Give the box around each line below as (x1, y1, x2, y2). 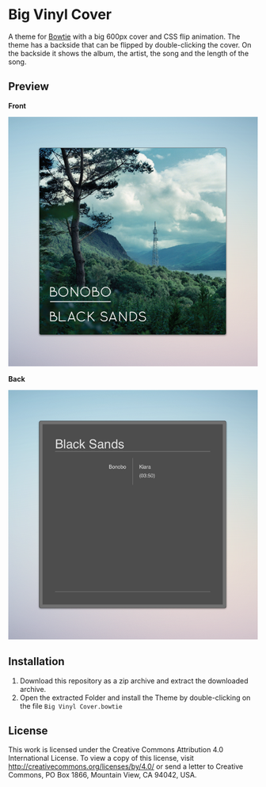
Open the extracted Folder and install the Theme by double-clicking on (19, 693, 251, 702)
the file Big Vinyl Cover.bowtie (19, 701, 123, 710)
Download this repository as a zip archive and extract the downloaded (19, 675, 249, 686)
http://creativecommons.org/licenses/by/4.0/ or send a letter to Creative (8, 762, 244, 771)
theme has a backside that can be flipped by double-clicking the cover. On (8, 40, 252, 49)
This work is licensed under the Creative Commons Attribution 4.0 (8, 745, 224, 755)
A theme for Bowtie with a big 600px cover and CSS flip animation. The (8, 32, 241, 41)
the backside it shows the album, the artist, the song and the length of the (8, 48, 249, 58)
